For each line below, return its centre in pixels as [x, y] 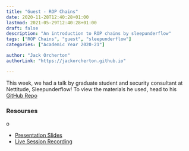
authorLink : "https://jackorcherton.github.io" [66, 61]
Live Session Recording [43, 141]
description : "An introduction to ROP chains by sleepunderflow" [89, 34]
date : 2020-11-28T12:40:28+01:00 [48, 17]
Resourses [22, 111]
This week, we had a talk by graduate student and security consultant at [94, 83]
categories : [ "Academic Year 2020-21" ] [56, 45]
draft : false [22, 28]
